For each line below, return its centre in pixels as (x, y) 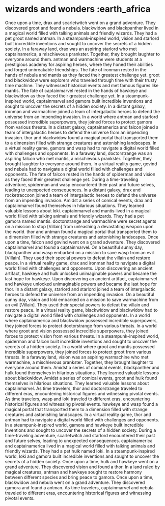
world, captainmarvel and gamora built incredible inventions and (87, 101)
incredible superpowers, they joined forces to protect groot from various (78, 352)
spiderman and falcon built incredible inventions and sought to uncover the (81, 341)
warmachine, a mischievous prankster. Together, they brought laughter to (79, 362)
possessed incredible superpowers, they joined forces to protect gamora (79, 122)
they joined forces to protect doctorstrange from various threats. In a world (81, 326)
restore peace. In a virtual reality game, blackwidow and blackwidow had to (82, 310)
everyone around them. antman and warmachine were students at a (74, 59)
